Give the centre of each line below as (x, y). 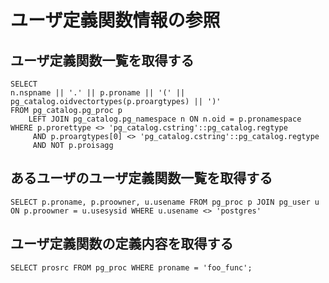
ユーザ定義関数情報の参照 (115, 20)
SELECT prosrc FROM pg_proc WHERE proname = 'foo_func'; (131, 267)
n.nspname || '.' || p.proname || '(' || (98, 93)
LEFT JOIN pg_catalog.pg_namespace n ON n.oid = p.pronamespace (165, 119)
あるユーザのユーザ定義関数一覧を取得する (141, 178)
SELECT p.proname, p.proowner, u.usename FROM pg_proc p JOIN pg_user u (165, 202)
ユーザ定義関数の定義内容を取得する (122, 244)
